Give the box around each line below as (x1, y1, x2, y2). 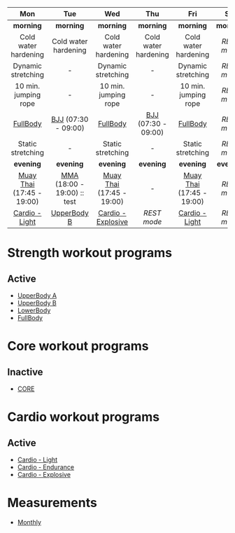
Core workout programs (7, 338, 149, 354)
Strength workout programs (7, 245, 173, 261)
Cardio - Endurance (17, 463, 75, 471)
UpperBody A (17, 291, 57, 300)
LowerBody (17, 306, 51, 314)
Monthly (17, 518, 42, 526)
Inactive (7, 366, 43, 378)
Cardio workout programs (7, 409, 160, 425)
